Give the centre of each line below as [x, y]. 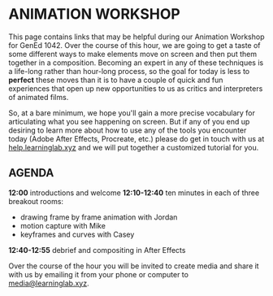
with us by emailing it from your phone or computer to [99, 274]
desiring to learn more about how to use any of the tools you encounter [128, 130]
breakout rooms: [36, 201]
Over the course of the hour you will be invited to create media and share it [134, 266]
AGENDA [31, 173]
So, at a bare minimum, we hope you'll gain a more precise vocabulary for [132, 113]
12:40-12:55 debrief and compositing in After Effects [97, 250]
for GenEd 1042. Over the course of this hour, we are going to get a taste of [135, 45]
